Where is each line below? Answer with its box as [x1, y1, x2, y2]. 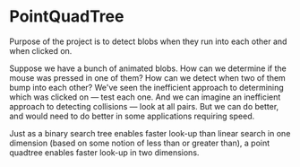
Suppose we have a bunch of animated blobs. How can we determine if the [9, 63, 287, 74]
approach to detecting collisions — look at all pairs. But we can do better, [9, 101, 279, 111]
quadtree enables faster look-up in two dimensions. [9, 146, 200, 158]
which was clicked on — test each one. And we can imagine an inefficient [9, 92, 281, 102]
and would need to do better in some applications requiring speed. [9, 110, 255, 121]
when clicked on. [9, 45, 73, 56]
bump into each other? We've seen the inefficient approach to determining [9, 82, 284, 92]
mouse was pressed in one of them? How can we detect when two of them [9, 72, 287, 83]
